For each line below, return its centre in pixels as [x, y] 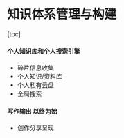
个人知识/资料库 [39, 77]
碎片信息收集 [35, 68]
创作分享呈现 [35, 128]
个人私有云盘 [35, 85]
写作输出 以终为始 [32, 111]
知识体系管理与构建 [62, 14]
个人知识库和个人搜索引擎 [44, 51]
